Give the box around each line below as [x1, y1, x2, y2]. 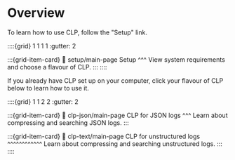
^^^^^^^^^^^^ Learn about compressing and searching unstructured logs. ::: [7, 139, 223, 148]
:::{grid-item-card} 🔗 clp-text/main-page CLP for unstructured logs [7, 132, 201, 140]
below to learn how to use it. [7, 84, 90, 92]
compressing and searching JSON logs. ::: [7, 118, 130, 127]
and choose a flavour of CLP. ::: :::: [7, 62, 107, 71]
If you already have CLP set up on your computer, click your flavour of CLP [7, 76, 224, 85]
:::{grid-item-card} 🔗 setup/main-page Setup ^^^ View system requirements [7, 55, 226, 64]
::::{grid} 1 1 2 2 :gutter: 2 [7, 97, 79, 106]
